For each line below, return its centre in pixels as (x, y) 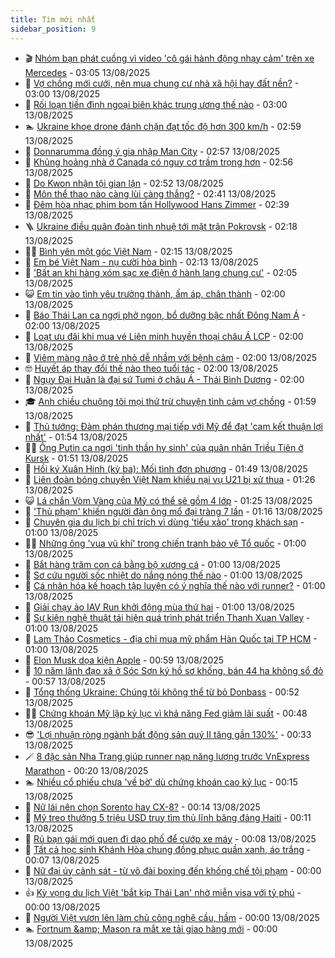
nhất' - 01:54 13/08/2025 (76, 437)
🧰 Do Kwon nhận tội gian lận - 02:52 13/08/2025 (124, 183)
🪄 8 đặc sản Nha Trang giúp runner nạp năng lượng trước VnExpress (167, 756)
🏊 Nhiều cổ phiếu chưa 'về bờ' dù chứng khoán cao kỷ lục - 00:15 (161, 782)
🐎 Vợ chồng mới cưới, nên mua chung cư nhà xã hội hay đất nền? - (162, 83)
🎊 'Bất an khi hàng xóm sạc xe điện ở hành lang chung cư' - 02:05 (161, 272)
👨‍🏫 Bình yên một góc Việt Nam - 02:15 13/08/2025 (128, 251)
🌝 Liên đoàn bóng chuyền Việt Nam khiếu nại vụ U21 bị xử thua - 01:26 (170, 479)
